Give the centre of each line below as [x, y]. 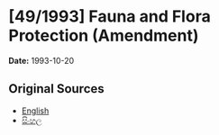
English [35, 111]
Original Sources [56, 89]
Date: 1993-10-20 [41, 60]
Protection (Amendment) [104, 36]
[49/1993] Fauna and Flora [109, 17]
